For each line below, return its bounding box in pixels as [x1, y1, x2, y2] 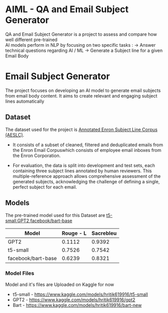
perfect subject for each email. [12, 184, 77, 190]
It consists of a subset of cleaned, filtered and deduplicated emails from [12, 141, 163, 148]
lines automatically [5, 98, 45, 104]
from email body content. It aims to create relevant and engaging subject [5, 92, 157, 99]
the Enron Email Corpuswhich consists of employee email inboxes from [12, 147, 161, 153]
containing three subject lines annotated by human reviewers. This [12, 168, 152, 174]
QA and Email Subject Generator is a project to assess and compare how [5, 31, 157, 37]
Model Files [5, 270, 35, 277]
